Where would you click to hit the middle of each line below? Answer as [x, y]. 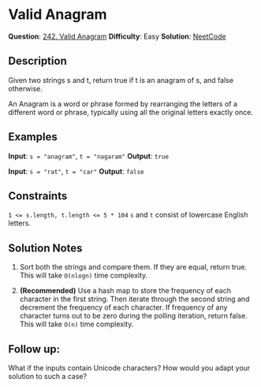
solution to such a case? [48, 376]
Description [37, 61]
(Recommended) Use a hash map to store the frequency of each [125, 291]
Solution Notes [45, 248]
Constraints [38, 196]
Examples [33, 137]
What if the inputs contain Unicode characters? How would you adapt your [129, 368]
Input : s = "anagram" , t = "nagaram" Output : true [89, 156]
